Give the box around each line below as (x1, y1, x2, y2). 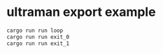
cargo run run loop (6, 27, 64, 34)
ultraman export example (6, 4, 156, 20)
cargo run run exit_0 (6, 33, 70, 40)
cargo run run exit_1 (6, 39, 70, 47)
